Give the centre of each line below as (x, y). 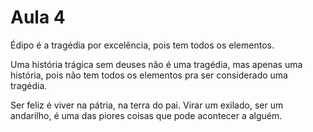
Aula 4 (38, 17)
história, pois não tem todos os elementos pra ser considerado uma (149, 75)
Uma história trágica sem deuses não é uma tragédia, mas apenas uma (156, 64)
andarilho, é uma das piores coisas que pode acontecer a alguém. (146, 115)
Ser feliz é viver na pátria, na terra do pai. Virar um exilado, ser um (147, 105)
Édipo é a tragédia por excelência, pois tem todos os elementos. (142, 45)
